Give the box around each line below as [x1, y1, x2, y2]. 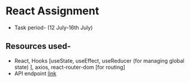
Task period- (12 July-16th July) [14, 24, 94, 31]
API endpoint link [14, 70, 56, 77]
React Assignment [5, 4, 99, 18]
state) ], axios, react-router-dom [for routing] [14, 63, 125, 70]
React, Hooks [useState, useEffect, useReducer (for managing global [14, 57, 185, 64]
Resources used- [5, 41, 71, 51]
